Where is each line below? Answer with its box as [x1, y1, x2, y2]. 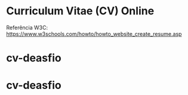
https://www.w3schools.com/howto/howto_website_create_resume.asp [6, 30, 182, 37]
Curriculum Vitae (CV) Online [6, 4, 155, 18]
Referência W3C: [6, 24, 48, 31]
